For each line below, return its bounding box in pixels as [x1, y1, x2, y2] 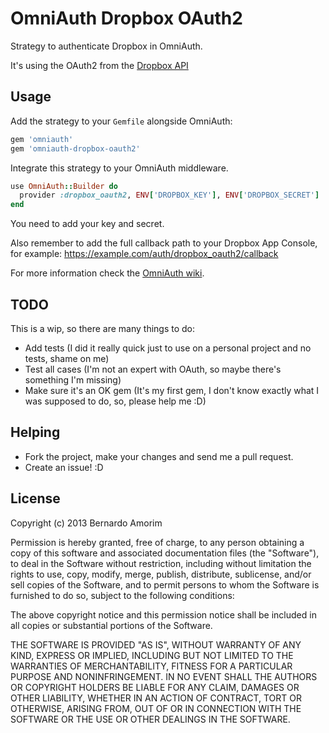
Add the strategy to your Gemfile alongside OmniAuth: [10, 115, 233, 127]
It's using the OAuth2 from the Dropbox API [10, 59, 189, 71]
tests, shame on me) [24, 352, 110, 364]
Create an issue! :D [24, 461, 104, 473]
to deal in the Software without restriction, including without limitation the [10, 557, 312, 569]
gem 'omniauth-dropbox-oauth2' [10, 143, 141, 154]
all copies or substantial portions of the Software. [10, 619, 213, 631]
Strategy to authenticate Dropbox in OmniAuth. [10, 40, 203, 52]
